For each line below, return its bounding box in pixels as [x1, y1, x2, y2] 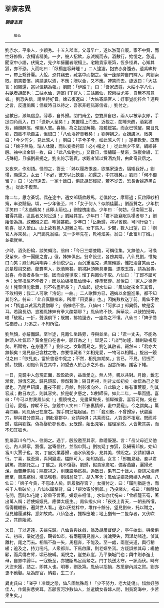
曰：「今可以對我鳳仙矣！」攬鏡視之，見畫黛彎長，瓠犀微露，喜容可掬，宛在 [5, 397, 157, 402]
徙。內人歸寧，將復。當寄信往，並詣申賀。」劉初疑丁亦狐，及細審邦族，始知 [5, 443, 157, 449]
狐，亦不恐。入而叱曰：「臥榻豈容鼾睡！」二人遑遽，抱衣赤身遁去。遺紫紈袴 [5, 65, 157, 72]
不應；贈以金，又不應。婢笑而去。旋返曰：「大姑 [60, 78, 157, 84]
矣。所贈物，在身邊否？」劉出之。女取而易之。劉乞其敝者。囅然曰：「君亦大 [5, 343, 157, 349]
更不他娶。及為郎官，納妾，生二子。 [5, 570, 78, 576]
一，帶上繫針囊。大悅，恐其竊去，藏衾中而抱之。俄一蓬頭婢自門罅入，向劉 [5, 72, 155, 78]
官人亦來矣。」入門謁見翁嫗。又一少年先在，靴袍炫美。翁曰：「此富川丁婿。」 [5, 231, 157, 237]
